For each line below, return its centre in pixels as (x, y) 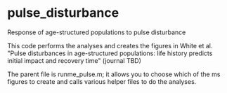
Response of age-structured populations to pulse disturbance (97, 32)
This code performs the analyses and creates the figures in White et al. (110, 45)
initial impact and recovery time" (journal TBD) (74, 60)
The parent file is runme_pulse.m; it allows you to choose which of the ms (114, 74)
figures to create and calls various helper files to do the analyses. (102, 81)
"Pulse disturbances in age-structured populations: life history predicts (110, 53)
